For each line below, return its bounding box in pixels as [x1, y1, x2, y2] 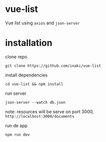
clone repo [5, 54, 27, 60]
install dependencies [5, 72, 48, 78]
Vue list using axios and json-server [5, 20, 80, 26]
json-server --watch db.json [5, 100, 66, 105]
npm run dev [5, 132, 30, 137]
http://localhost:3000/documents [5, 114, 75, 119]
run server [5, 90, 26, 96]
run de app [5, 123, 28, 129]
